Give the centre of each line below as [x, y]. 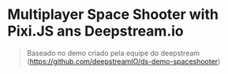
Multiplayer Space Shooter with [113, 15]
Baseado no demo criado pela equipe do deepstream [113, 53]
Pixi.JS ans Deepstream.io [95, 31]
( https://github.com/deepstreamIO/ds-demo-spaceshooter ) [123, 61]
